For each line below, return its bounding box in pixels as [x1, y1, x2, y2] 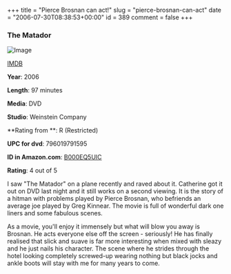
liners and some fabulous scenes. [7, 209, 103, 217]
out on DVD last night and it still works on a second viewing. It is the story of [7, 187, 224, 195]
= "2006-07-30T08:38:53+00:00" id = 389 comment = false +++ [7, 13, 193, 21]
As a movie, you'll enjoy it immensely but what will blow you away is [7, 222, 200, 231]
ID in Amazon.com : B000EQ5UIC [7, 153, 102, 162]
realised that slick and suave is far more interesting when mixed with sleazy [7, 237, 222, 246]
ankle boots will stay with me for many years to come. [7, 259, 160, 268]
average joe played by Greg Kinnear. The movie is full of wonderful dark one [7, 202, 224, 210]
